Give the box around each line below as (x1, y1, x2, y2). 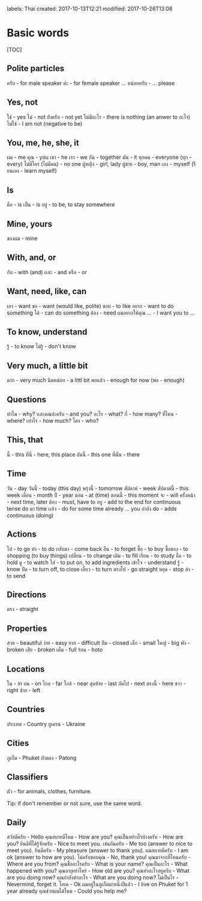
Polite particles (7, 63, 65, 74)
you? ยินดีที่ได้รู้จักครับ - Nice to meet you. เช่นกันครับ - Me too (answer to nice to (7, 840, 193, 847)
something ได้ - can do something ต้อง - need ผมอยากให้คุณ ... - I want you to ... (7, 309, 195, 316)
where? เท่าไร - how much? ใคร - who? (7, 417, 99, 425)
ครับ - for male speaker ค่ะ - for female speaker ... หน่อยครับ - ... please (7, 79, 175, 87)
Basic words (7, 26, 70, 40)
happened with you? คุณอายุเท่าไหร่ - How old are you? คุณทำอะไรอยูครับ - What (7, 867, 190, 875)
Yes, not (7, 97, 38, 108)
